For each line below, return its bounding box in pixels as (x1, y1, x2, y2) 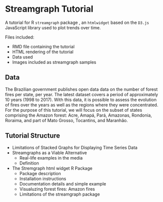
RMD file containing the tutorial (12, 43, 75, 49)
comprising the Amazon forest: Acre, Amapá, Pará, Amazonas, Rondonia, (5, 112, 152, 118)
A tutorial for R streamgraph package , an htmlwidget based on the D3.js (5, 20, 149, 25)
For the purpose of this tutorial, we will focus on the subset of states (5, 107, 143, 113)
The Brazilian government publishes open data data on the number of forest (5, 86, 158, 92)
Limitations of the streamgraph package (19, 191, 100, 197)
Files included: (5, 34, 35, 40)
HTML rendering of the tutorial (12, 49, 74, 55)
